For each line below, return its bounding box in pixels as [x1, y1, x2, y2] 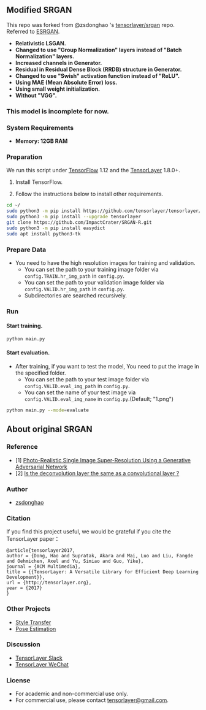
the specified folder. [15, 369, 66, 376]
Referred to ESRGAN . [6, 28, 60, 35]
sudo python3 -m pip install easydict [6, 225, 105, 231]
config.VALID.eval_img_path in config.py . [24, 383, 130, 390]
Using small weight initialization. [15, 85, 101, 93]
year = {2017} [6, 585, 43, 591]
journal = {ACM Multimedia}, [6, 563, 81, 570]
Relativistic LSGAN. [15, 39, 66, 47]
